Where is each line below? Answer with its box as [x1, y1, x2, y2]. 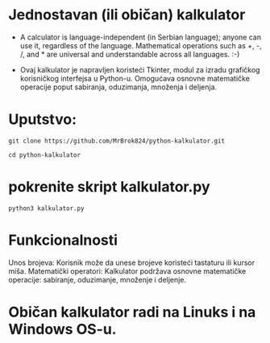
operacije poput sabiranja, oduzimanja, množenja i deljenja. [19, 82, 218, 92]
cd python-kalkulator [8, 151, 81, 159]
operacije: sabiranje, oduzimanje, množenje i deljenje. [8, 275, 187, 284]
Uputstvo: [8, 110, 77, 129]
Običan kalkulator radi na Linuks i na [8, 303, 256, 321]
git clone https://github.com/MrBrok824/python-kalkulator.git [8, 137, 226, 145]
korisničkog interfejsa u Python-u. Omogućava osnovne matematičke [19, 73, 250, 83]
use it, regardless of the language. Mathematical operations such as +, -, [19, 40, 262, 50]
